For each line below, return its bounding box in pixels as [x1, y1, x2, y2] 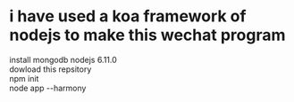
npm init [9, 73, 39, 83]
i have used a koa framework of [9, 6, 247, 27]
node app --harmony [9, 82, 87, 93]
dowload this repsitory [9, 64, 92, 75]
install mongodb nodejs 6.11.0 [9, 54, 118, 65]
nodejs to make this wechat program [9, 25, 286, 45]
